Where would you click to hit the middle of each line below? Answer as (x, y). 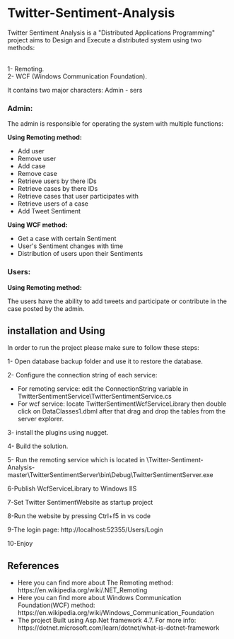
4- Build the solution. (38, 446)
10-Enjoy (20, 544)
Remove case (37, 174)
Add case (31, 166)
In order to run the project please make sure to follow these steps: (103, 348)
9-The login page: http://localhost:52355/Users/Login (86, 530)
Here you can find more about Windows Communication (99, 598)
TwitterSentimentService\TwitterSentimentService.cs (94, 397)
